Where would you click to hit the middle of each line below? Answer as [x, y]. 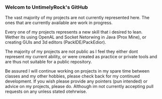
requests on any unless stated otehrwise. [46, 92]
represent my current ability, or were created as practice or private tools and [81, 57]
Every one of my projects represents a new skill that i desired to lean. [74, 32]
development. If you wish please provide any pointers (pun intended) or [76, 81]
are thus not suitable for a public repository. [49, 62]
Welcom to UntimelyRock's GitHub [46, 7]
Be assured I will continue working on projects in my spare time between [77, 71]
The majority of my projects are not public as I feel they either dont [72, 51]
